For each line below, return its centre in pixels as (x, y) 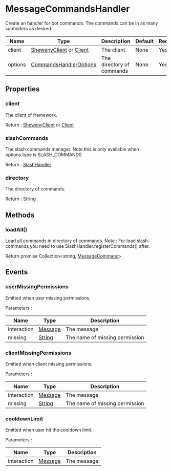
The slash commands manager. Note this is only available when (72, 149)
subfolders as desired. (29, 28)
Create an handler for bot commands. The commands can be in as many (82, 23)
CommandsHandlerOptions (63, 65)
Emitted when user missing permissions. (48, 298)
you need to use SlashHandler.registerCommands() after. (90, 246)
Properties (23, 89)
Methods (20, 215)
